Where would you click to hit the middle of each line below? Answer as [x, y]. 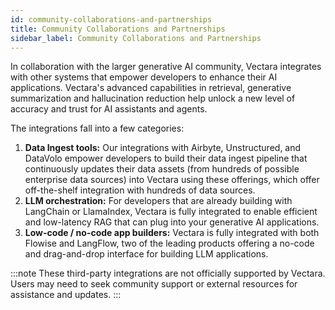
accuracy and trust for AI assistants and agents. [109, 109]
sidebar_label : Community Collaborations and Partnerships [136, 38]
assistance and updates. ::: [66, 295]
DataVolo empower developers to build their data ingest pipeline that [166, 158]
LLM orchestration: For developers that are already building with [158, 201]
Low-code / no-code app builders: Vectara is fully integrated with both [172, 233]
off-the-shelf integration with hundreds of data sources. [140, 190]
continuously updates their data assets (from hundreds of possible [162, 169]
